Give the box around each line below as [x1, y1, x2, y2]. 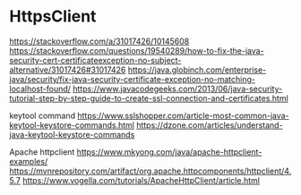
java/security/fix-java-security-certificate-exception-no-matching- [9, 73, 255, 84]
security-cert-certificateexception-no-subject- [9, 55, 182, 65]
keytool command [9, 110, 76, 121]
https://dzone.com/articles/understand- [135, 119, 284, 131]
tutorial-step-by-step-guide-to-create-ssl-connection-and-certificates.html [9, 92, 288, 104]
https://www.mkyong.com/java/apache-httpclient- [76, 146, 262, 157]
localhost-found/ [9, 83, 72, 94]
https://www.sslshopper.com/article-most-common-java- [77, 110, 289, 121]
